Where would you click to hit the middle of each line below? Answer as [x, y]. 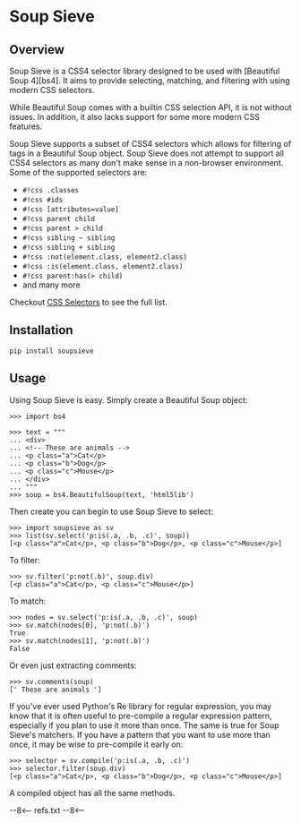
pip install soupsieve [52, 351]
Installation [41, 330]
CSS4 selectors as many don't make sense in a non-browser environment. [146, 163]
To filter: [25, 560]
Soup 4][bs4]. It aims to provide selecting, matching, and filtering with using [150, 81]
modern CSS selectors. [52, 90]
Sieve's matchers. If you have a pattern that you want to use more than [140, 734]
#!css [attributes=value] [70, 210]
